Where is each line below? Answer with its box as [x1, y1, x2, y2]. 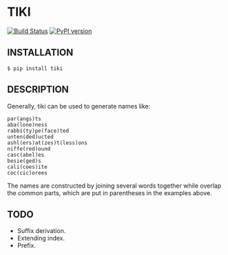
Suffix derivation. [17, 227, 66, 235]
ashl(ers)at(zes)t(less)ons [7, 139, 88, 146]
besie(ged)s [7, 157, 41, 164]
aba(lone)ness [7, 121, 48, 128]
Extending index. [17, 234, 65, 243]
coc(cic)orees [7, 169, 48, 176]
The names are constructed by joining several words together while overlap [7, 181, 222, 190]
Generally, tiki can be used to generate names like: [7, 102, 151, 110]
